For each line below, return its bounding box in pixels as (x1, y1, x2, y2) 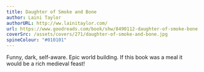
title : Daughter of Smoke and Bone (6, 8, 97, 15)
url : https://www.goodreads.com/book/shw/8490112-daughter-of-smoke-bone (6, 25, 199, 32)
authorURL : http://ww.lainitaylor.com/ (6, 20, 108, 26)
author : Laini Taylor (6, 15, 62, 21)
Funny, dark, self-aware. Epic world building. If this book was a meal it (6, 54, 183, 61)
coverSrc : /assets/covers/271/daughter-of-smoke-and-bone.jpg (6, 31, 168, 38)
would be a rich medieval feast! (6, 60, 86, 67)
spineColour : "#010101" (6, 37, 67, 43)
